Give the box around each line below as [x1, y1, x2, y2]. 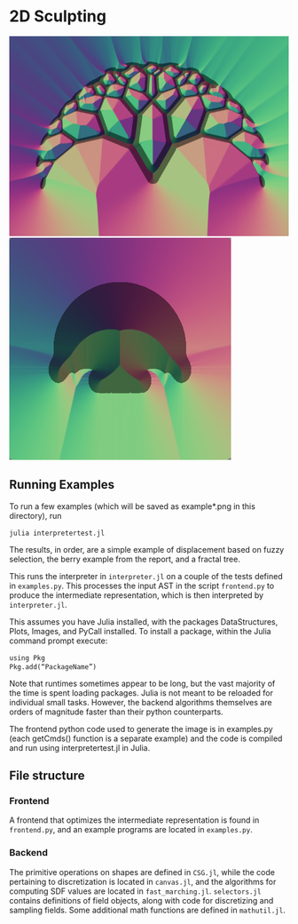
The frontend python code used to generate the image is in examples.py [9, 723, 273, 734]
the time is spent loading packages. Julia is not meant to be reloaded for [9, 687, 273, 698]
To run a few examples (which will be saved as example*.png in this [9, 500, 255, 512]
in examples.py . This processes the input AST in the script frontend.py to [9, 580, 275, 591]
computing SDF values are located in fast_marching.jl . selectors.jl [9, 886, 262, 896]
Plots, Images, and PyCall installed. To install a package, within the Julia [9, 625, 272, 636]
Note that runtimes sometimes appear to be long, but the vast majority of [9, 678, 276, 689]
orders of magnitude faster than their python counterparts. [9, 706, 223, 717]
